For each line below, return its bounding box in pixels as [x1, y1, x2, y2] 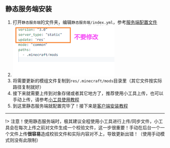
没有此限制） [14, 137, 41, 143]
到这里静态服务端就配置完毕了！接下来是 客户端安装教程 [12, 103, 128, 109]
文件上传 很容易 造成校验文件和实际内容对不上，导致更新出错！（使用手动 [9, 130, 160, 137]
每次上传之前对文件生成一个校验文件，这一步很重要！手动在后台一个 [18, 124, 160, 130]
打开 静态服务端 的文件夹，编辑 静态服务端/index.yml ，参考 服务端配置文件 [12, 19, 158, 25]
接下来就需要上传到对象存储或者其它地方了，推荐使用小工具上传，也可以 [12, 90, 163, 96]
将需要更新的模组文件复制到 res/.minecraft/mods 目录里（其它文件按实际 [12, 78, 162, 84]
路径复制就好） [12, 84, 44, 90]
